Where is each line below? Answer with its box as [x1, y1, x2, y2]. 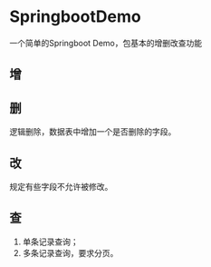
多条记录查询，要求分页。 [22, 247, 119, 258]
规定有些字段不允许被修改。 [9, 181, 113, 192]
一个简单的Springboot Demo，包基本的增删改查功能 [9, 37, 203, 48]
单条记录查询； [22, 236, 79, 247]
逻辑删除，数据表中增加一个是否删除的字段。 [9, 126, 177, 137]
